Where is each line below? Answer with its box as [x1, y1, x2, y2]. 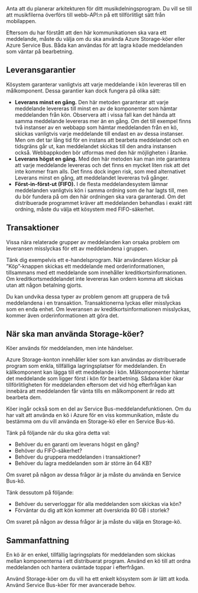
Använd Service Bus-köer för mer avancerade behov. [6, 582, 136, 589]
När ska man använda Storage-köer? [6, 329, 144, 339]
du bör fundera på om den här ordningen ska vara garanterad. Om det [14, 193, 186, 200]
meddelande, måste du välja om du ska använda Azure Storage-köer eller [6, 36, 185, 42]
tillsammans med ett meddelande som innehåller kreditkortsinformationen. [6, 269, 187, 276]
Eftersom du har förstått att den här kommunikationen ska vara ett [6, 29, 167, 36]
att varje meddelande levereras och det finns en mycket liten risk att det [14, 161, 190, 168]
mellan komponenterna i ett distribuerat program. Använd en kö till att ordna [6, 557, 191, 565]
